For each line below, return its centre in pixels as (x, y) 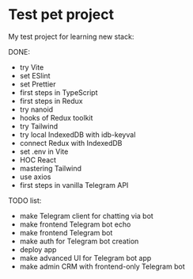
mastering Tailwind (50, 168)
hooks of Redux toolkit (56, 117)
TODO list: (25, 201)
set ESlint (35, 75)
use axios (35, 177)
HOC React (38, 159)
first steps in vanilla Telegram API (74, 185)
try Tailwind (39, 126)
